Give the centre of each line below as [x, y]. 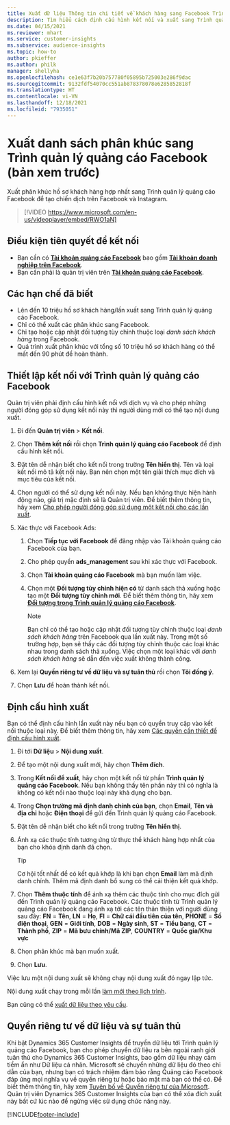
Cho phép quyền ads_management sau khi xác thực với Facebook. [122, 562]
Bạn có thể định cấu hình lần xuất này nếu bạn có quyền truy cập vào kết [110, 723]
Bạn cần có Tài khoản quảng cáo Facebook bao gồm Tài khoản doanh [117, 258]
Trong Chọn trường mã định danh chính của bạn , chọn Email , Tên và [115, 806]
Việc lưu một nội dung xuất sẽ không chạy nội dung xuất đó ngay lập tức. [110, 978]
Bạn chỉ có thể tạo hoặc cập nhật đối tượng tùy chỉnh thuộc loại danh [125, 630]
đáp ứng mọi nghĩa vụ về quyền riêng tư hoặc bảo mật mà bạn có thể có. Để [115, 1079]
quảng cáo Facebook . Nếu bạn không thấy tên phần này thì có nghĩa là [117, 785]
